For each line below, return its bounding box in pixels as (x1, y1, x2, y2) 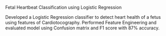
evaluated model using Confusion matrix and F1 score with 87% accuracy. (5, 25, 160, 31)
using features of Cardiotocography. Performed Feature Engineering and (5, 20, 157, 25)
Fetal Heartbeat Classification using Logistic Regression (5, 5, 122, 10)
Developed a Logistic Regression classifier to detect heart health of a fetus (5, 14, 161, 20)
